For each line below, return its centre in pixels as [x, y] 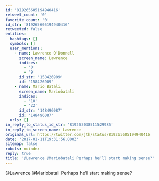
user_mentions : [26, 48]
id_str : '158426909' [41, 77]
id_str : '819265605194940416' [38, 24]
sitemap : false [22, 144]
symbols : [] [23, 44]
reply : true [18, 154]
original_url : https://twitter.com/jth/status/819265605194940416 [78, 134]
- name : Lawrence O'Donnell [44, 53]
